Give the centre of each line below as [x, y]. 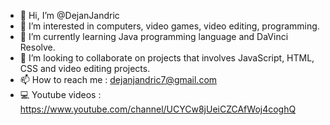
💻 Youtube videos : [60, 94]
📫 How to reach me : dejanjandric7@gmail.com [118, 79]
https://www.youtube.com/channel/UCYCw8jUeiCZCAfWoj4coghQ [158, 109]
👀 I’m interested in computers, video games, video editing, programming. [169, 26]
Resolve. [37, 47]
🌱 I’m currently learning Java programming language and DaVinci [154, 36]
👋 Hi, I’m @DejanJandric [69, 15]
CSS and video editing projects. [85, 68]
